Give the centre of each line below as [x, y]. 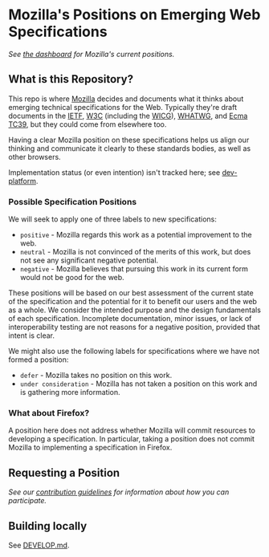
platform [22, 181]
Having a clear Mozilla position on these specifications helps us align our [129, 140]
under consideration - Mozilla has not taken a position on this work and [139, 384]
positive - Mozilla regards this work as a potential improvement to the [136, 235]
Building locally [48, 526]
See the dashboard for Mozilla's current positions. [92, 54]
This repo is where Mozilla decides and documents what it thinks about [126, 99]
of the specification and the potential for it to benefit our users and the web [132, 302]
